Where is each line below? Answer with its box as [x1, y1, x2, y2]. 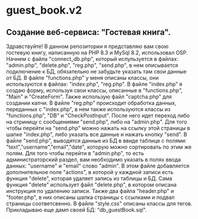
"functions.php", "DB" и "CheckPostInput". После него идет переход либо [6, 112, 190, 119]
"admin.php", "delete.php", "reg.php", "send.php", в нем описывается [6, 62, 178, 69]
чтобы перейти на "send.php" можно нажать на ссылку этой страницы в [6, 125, 190, 131]
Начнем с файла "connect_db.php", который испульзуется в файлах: [6, 56, 179, 62]
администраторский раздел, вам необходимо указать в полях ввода [6, 156, 181, 163]
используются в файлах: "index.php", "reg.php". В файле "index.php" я [6, 80, 183, 88]
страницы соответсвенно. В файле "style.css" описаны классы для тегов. [6, 200, 193, 207]
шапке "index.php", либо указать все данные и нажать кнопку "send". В [6, 131, 188, 138]
